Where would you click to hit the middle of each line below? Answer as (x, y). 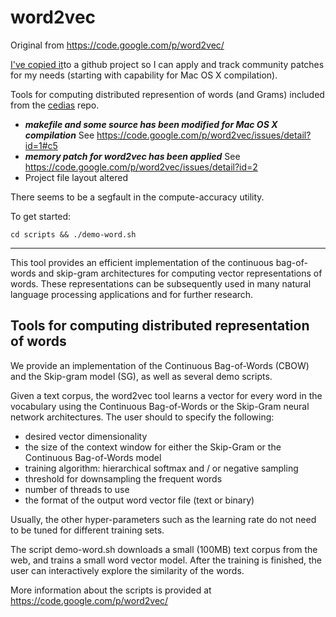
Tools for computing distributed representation (160, 326)
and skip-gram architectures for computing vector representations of (180, 273)
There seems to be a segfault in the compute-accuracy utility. (137, 197)
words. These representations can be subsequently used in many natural (161, 283)
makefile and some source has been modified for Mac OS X (151, 124)
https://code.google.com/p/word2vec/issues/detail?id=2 (141, 167)
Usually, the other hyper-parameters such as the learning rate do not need (163, 519)
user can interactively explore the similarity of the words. (127, 570)
